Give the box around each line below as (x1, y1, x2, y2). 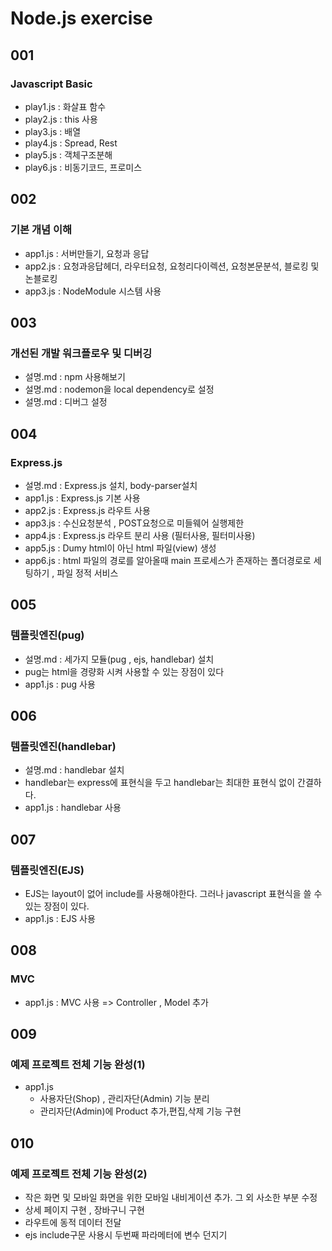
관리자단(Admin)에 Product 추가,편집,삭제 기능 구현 (39, 1105, 242, 1117)
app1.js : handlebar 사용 (24, 802, 122, 814)
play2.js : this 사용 (24, 113, 98, 125)
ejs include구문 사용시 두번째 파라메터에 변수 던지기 (24, 1229, 228, 1241)
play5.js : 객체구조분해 (24, 148, 113, 161)
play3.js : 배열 (24, 125, 82, 137)
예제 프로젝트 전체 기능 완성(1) (10, 1058, 146, 1071)
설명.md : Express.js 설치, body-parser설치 (24, 479, 198, 491)
